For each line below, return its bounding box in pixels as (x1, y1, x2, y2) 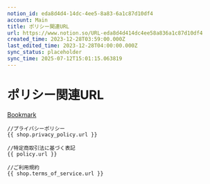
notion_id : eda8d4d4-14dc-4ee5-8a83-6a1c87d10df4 (7, 10, 154, 17)
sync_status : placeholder (7, 49, 82, 56)
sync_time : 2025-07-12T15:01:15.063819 (7, 55, 123, 62)
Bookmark (7, 110, 37, 118)
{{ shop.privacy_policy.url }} (7, 131, 98, 138)
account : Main (7, 17, 49, 24)
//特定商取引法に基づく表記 (7, 145, 76, 151)
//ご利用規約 (7, 164, 40, 171)
